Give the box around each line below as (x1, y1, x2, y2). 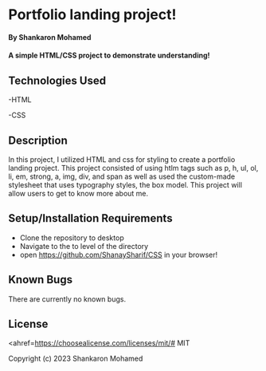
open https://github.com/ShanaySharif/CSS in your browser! (19, 250, 218, 259)
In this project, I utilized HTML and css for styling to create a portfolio (8, 155, 236, 164)
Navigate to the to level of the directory (19, 241, 149, 251)
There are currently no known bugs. (8, 294, 126, 304)
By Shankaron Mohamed (8, 32, 92, 41)
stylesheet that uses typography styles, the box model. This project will (8, 180, 243, 189)
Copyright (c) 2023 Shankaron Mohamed (8, 353, 143, 364)
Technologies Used (8, 73, 106, 87)
